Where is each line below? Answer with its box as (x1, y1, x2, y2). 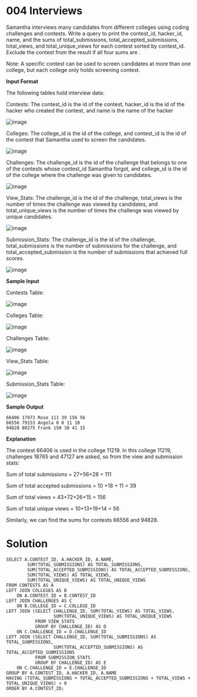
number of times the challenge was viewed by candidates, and (6, 200, 158, 208)
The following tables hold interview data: (6, 89, 105, 96)
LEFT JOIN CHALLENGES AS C (6, 597, 72, 604)
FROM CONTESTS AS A (6, 582, 54, 588)
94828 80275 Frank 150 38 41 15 (6, 425, 85, 431)
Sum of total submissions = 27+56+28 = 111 (6, 471, 112, 478)
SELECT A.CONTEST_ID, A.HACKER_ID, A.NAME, (6, 556, 115, 563)
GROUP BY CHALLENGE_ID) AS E (35, 659, 107, 666)
